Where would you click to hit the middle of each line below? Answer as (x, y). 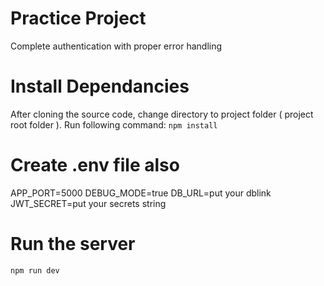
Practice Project (78, 18)
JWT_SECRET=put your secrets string (88, 203)
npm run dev (35, 270)
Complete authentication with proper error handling (116, 46)
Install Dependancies (100, 86)
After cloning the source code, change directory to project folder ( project (162, 114)
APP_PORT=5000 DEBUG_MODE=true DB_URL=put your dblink (141, 193)
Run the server (73, 244)
